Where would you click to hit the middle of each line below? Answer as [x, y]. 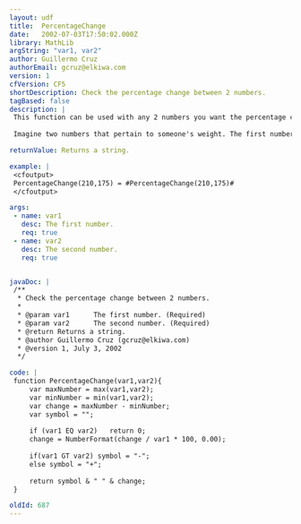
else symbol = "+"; [65, 464]
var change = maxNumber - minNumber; [99, 406]
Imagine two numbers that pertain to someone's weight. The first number [154, 134]
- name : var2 [38, 241]
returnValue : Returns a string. [69, 150]
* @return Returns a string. [72, 331]
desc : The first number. [68, 225]
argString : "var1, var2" [56, 51]
